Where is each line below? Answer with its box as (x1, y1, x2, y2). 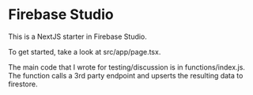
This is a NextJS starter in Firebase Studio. (8, 32, 148, 41)
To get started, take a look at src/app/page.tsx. (8, 47, 161, 56)
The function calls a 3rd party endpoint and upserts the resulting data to (8, 70, 244, 80)
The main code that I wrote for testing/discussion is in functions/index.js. (8, 62, 245, 72)
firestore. (8, 79, 38, 89)
